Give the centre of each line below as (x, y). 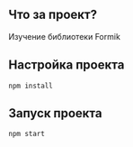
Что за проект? (53, 15)
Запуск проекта (55, 113)
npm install (31, 86)
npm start (27, 134)
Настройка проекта (66, 65)
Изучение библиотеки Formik (64, 36)
